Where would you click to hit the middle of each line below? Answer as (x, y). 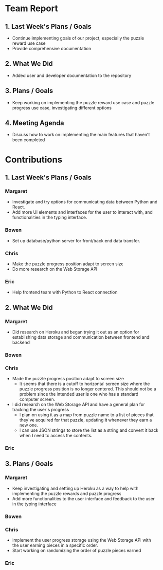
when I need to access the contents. (56, 436)
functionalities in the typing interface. (50, 218)
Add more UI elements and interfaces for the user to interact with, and (82, 212)
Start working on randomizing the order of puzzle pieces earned (76, 550)
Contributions (34, 159)
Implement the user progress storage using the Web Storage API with (81, 540)
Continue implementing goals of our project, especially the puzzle (78, 38)
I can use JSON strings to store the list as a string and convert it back (89, 430)
